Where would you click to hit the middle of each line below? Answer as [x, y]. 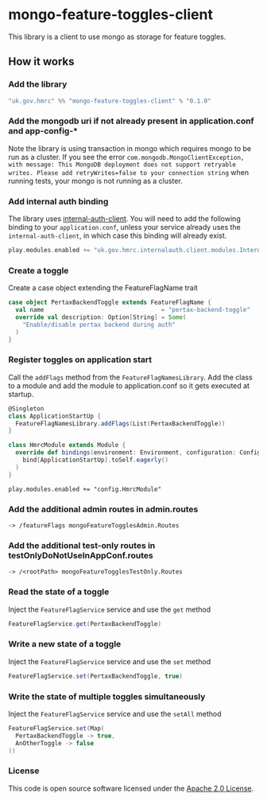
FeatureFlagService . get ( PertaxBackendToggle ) [85, 624]
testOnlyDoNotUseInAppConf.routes [81, 555]
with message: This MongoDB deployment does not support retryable [122, 165]
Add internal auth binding [58, 201]
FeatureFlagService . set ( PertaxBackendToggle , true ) [95, 676]
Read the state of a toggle [59, 592]
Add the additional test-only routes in [82, 545]
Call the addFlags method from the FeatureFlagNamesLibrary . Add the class [130, 377]
